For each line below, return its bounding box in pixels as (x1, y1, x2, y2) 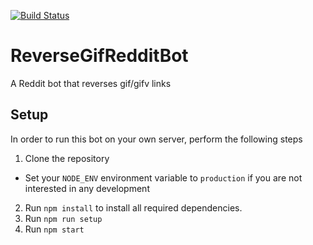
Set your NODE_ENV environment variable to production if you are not (24, 171, 303, 184)
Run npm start (24, 223, 85, 235)
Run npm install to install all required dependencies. (24, 201, 243, 214)
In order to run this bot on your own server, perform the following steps (10, 133, 303, 145)
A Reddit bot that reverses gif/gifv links (10, 77, 172, 89)
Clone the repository (24, 152, 110, 164)
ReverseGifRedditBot (10, 45, 189, 67)
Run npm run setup (24, 212, 103, 224)
